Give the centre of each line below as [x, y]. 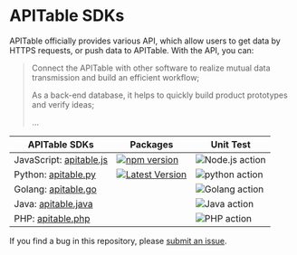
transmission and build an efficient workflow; [115, 77]
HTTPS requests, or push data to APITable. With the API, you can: [132, 50]
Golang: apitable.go [55, 189]
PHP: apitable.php [52, 218]
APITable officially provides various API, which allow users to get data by [145, 41]
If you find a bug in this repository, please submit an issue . [119, 241]
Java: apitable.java [53, 203]
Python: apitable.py [55, 175]
